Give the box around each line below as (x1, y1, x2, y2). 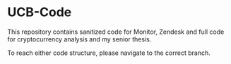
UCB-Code (7, 4, 72, 20)
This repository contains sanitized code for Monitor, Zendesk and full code (7, 27, 225, 36)
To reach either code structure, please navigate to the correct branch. (7, 49, 211, 57)
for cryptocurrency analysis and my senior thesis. (7, 34, 152, 43)
